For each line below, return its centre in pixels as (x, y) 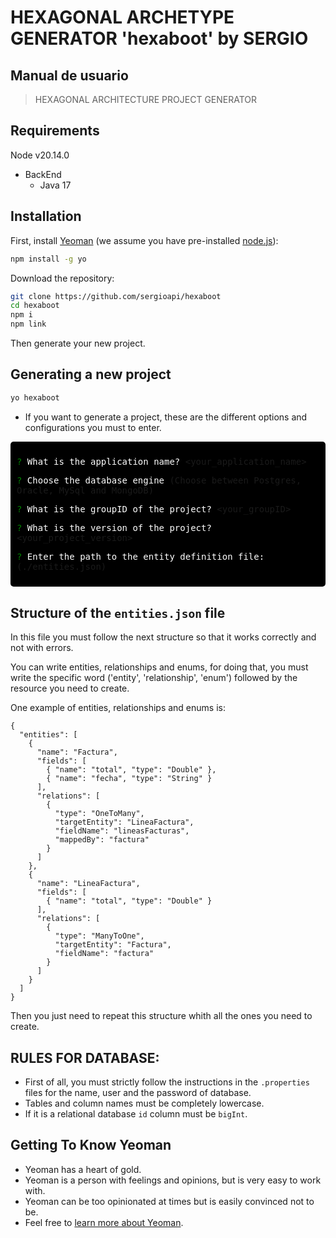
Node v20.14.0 (40, 155)
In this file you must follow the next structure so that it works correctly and (163, 637)
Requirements (55, 131)
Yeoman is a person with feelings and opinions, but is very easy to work (173, 1180)
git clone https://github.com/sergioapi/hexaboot (116, 296)
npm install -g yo (48, 259)
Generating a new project (91, 374)
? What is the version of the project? (114, 527)
